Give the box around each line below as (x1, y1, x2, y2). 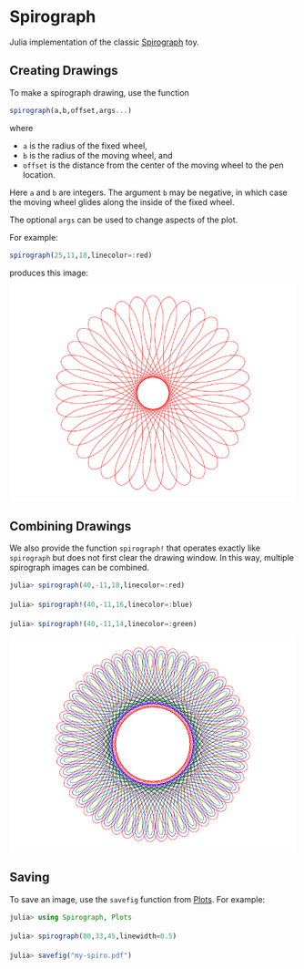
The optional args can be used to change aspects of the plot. (9, 214, 238, 225)
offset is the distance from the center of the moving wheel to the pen (22, 160, 284, 170)
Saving (9, 870, 50, 885)
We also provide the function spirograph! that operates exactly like (9, 542, 261, 553)
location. (22, 169, 56, 180)
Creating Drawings (9, 63, 118, 78)
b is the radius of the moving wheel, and (22, 149, 173, 160)
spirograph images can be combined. (9, 562, 150, 573)
